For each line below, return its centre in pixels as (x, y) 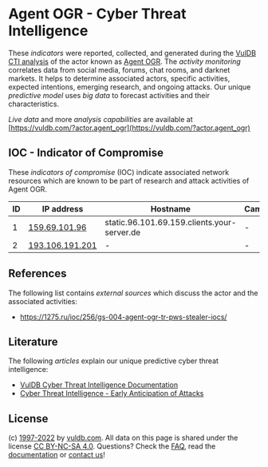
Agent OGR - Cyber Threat (97, 14)
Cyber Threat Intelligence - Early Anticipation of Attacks (112, 394)
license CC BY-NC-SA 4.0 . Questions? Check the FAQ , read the (112, 446)
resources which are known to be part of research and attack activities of (129, 180)
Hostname (171, 208)
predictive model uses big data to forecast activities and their (109, 95)
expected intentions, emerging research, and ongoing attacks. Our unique (130, 87)
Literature (33, 341)
